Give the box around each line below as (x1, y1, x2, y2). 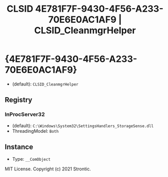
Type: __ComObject (12, 156, 51, 162)
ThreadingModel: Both (12, 128, 59, 134)
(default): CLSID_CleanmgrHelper (12, 81, 79, 87)
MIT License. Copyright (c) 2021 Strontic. (5, 166, 91, 172)
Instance (5, 143, 34, 152)
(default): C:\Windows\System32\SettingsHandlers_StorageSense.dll (12, 123, 154, 129)
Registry (5, 96, 33, 104)
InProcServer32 (5, 111, 45, 118)
